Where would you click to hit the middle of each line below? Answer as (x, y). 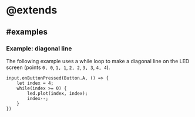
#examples (27, 32)
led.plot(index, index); (58, 93)
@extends (32, 10)
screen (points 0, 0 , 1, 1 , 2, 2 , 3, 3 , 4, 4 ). (58, 67)
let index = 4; (35, 83)
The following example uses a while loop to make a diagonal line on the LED (98, 61)
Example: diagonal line (39, 49)
